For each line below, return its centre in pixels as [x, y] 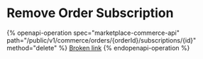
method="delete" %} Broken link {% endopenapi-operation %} [98, 48]
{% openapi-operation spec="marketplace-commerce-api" [93, 33]
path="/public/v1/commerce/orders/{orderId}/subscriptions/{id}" [101, 40]
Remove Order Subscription [90, 13]
